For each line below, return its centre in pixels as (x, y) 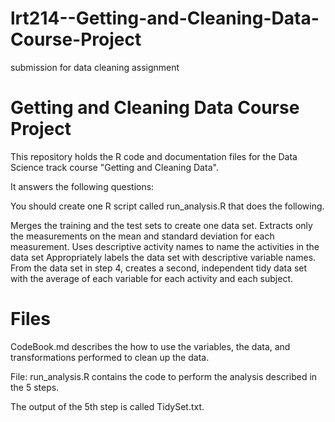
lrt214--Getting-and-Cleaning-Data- (165, 18)
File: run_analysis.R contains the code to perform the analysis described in (164, 376)
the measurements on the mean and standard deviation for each (142, 236)
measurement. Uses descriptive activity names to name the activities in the (165, 246)
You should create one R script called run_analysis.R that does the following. (167, 206)
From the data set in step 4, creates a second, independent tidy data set (159, 268)
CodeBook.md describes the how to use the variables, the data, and (150, 346)
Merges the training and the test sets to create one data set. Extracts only (161, 225)
